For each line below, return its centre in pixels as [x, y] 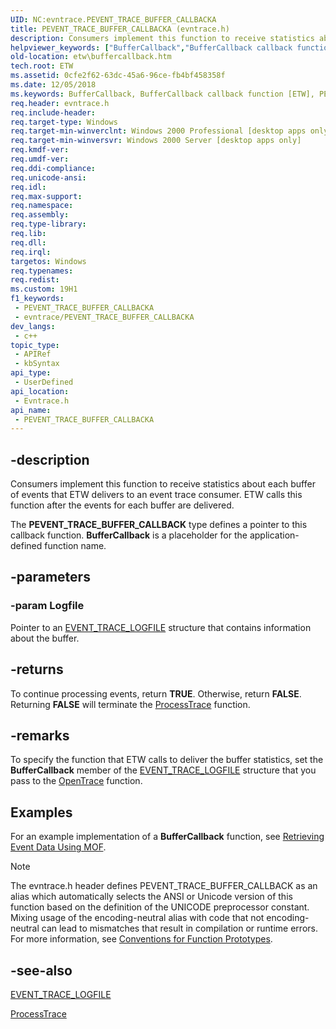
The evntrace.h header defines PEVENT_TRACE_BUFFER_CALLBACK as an [164, 886]
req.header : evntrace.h [60, 103]
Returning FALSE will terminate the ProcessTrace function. [130, 704]
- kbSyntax [37, 364]
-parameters [50, 577]
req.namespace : [42, 206]
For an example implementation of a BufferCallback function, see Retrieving [167, 837]
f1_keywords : [37, 299]
